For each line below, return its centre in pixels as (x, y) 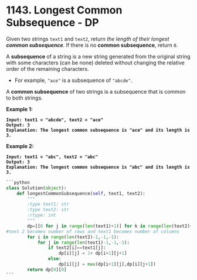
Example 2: (20, 146)
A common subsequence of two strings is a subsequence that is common (96, 91)
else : (55, 259)
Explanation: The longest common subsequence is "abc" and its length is (98, 167)
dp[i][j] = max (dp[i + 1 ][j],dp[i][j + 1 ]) (107, 264)
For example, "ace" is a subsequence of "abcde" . (73, 80)
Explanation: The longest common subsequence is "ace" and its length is (98, 130)
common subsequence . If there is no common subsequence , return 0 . (92, 45)
